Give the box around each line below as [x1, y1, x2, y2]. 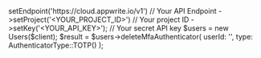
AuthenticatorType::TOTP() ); [8, 40, 104, 50]
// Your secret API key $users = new [109, 23, 229, 33]
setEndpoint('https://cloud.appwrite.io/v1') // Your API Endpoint [8, 6, 217, 15]
